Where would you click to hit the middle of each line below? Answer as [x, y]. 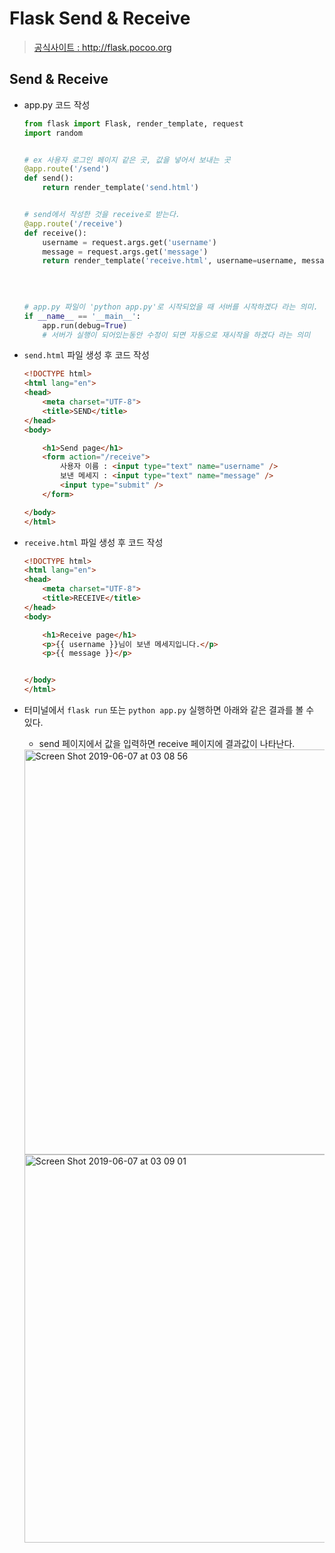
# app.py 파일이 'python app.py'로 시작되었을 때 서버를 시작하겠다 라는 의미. [171, 307]
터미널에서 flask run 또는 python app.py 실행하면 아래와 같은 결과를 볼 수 [169, 710]
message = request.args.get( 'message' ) [125, 252]
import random [53, 133]
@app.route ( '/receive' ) [73, 223]
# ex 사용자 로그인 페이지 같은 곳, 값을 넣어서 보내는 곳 [127, 160]
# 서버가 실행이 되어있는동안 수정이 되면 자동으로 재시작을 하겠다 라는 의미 [176, 335]
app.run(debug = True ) [85, 325]
